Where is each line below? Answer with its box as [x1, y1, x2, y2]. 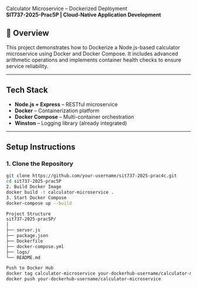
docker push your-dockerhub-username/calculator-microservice [6, 276, 161, 282]
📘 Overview [6, 28, 49, 38]
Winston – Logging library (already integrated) [14, 119, 127, 126]
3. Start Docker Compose [6, 195, 67, 200]
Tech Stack [6, 85, 48, 95]
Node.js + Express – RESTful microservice [14, 101, 118, 108]
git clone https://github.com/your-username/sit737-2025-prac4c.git [6, 173, 177, 179]
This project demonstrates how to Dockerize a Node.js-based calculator [6, 43, 181, 51]
